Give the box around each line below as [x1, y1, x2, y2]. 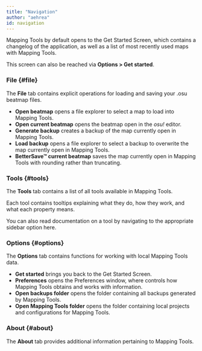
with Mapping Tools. [6, 49, 57, 57]
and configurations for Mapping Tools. [14, 309, 110, 316]
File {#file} [6, 76, 38, 84]
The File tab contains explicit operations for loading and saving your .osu [6, 90, 188, 97]
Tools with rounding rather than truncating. [14, 159, 122, 166]
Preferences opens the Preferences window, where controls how [14, 277, 178, 284]
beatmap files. [6, 96, 42, 103]
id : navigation [6, 20, 45, 26]
